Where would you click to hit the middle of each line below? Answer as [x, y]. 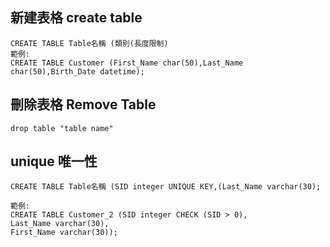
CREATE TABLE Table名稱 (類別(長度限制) [89, 43]
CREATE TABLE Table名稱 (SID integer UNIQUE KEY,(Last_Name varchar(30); [166, 187]
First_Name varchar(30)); [64, 233]
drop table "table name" [62, 128]
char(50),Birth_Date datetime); [77, 71]
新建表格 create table [76, 18]
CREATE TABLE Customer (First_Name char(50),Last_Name [127, 63]
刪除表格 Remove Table [83, 104]
